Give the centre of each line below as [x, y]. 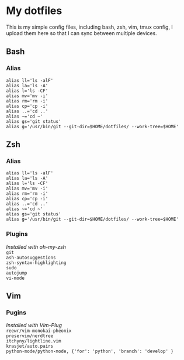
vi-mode [15, 278]
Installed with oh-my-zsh [36, 246]
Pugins [16, 313]
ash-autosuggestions [31, 258]
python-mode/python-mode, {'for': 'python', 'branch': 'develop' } [90, 352]
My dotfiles [34, 11]
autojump [17, 273]
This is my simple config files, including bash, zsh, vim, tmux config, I [90, 27]
